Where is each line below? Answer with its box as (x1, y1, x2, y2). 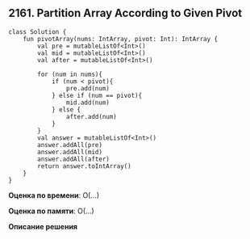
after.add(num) (65, 112, 117, 120)
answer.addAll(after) (37, 155, 110, 163)
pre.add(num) (65, 84, 110, 92)
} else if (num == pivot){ (51, 91, 143, 99)
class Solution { (8, 27, 67, 36)
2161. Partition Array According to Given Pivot (8, 6, 243, 20)
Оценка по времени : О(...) (8, 190, 100, 200)
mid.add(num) (65, 99, 110, 107)
